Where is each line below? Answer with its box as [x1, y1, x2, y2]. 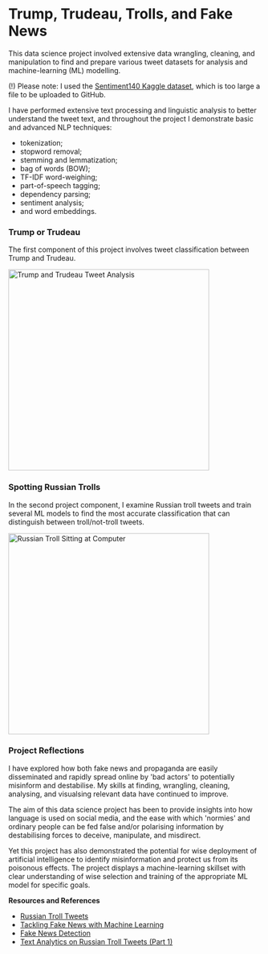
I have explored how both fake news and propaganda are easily [8, 763, 218, 773]
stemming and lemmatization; [19, 154, 118, 165]
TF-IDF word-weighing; [19, 172, 98, 182]
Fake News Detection [19, 928, 91, 938]
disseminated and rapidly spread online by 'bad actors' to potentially [8, 771, 235, 781]
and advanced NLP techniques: [8, 122, 112, 132]
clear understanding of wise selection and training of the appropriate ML [8, 871, 249, 881]
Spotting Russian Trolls [8, 482, 101, 493]
